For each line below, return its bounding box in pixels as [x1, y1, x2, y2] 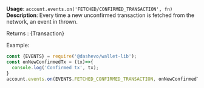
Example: [6, 42, 30, 49]
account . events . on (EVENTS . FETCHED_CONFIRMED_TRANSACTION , [6, 76, 156, 82]
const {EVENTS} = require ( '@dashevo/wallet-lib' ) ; [6, 53, 137, 59]
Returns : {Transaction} [6, 30, 65, 37]
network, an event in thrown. [6, 18, 78, 25]
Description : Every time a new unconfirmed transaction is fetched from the [6, 12, 195, 19]
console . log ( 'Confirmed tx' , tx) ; [12, 64, 99, 70]
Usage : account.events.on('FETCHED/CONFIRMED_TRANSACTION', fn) [6, 5, 173, 12]
